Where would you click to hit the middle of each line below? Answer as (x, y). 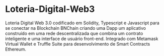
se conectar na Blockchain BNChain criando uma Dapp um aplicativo (76, 28)
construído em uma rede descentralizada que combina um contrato (74, 33)
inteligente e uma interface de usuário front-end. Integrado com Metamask (82, 39)
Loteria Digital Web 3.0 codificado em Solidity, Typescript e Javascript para (82, 23)
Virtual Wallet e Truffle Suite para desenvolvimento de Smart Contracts (78, 44)
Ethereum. (16, 49)
